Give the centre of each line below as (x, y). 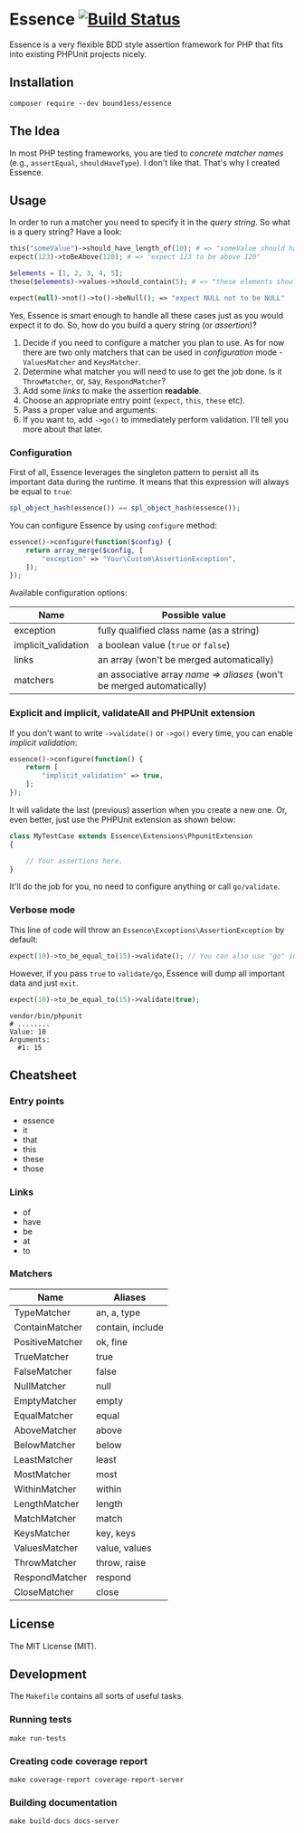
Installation (42, 83)
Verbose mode (43, 910)
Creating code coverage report (79, 1761)
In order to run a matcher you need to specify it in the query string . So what (150, 223)
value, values (123, 1548)
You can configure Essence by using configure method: (113, 525)
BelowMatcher (45, 1445)
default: (24, 939)
